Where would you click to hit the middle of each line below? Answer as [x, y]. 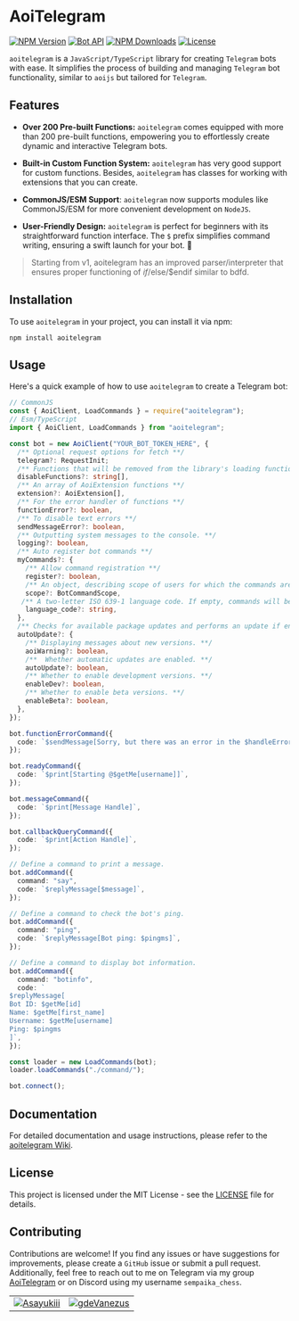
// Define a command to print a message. [87, 864]
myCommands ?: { [45, 560]
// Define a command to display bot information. [103, 962]
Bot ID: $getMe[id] [45, 1004]
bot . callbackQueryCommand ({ [61, 831]
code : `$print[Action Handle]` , [77, 840]
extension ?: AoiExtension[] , [71, 494]
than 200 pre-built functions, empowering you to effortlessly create [145, 136]
